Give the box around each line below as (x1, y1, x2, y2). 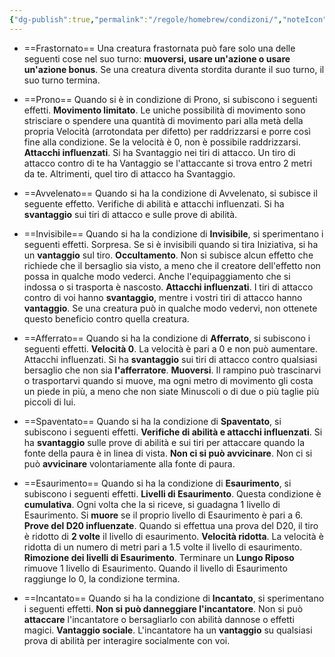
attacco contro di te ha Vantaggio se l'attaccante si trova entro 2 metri (23, 157, 313, 169)
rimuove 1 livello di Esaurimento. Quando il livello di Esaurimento (23, 562, 288, 574)
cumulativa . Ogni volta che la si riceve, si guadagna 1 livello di (23, 498, 281, 510)
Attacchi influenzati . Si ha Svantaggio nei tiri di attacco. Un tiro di (23, 146, 296, 158)
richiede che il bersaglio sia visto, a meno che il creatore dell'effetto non (23, 259, 321, 271)
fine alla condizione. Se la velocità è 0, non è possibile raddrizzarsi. (23, 136, 301, 148)
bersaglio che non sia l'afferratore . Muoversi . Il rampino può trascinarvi (23, 364, 322, 376)
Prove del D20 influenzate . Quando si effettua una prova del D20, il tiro (23, 519, 319, 531)
